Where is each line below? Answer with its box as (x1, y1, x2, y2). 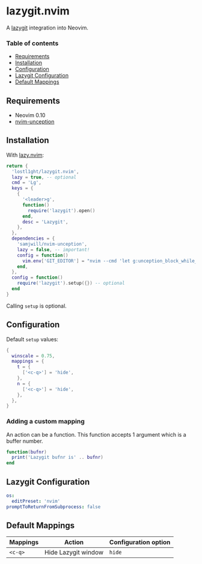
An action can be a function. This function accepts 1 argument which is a (6, 431, 186, 438)
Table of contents (6, 39, 59, 47)
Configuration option (109, 538, 171, 547)
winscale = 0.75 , (11, 353, 55, 359)
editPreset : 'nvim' (11, 498, 61, 504)
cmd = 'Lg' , (11, 180, 42, 186)
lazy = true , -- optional (11, 174, 77, 180)
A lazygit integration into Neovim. (6, 24, 89, 31)
